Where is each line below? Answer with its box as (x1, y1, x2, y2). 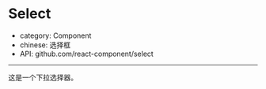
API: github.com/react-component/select (19, 49, 154, 58)
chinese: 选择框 (19, 40, 71, 50)
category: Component (19, 31, 92, 40)
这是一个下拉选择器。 (8, 72, 78, 82)
